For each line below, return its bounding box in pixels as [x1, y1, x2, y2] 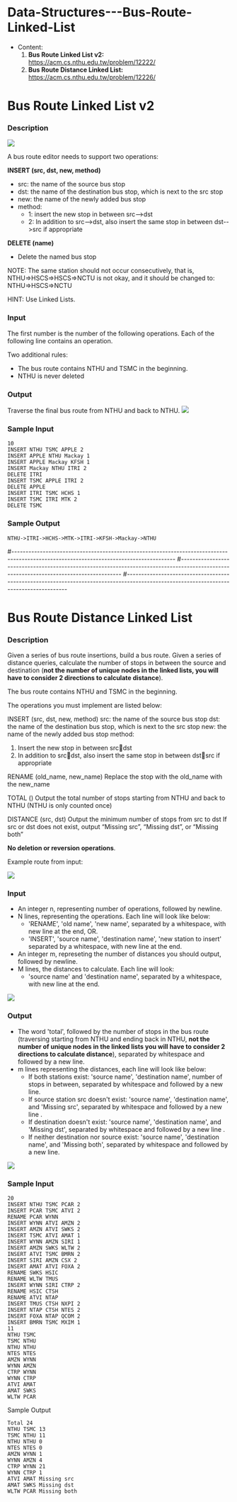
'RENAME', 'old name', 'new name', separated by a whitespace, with [28, 920, 226, 928]
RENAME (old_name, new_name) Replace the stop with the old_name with [7, 772, 223, 781]
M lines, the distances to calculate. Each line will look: [17, 965, 175, 974]
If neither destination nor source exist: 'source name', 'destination [28, 1133, 219, 1141]
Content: [17, 43, 44, 51]
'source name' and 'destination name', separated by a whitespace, [28, 972, 222, 981]
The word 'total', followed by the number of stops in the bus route [17, 1027, 209, 1035]
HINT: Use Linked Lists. [7, 295, 76, 304]
